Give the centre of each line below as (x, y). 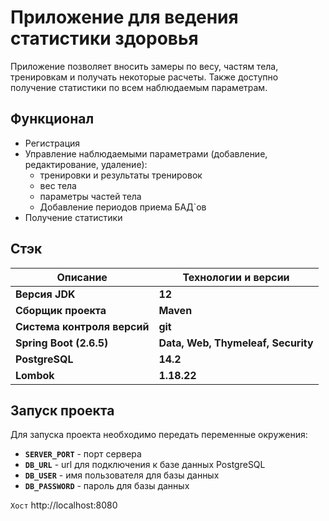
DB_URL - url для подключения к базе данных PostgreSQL (145, 465)
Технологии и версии (236, 277)
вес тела (58, 185)
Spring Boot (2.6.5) (62, 343)
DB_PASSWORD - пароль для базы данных (107, 486)
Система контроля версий (82, 326)
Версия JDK (45, 294)
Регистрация (52, 143)
